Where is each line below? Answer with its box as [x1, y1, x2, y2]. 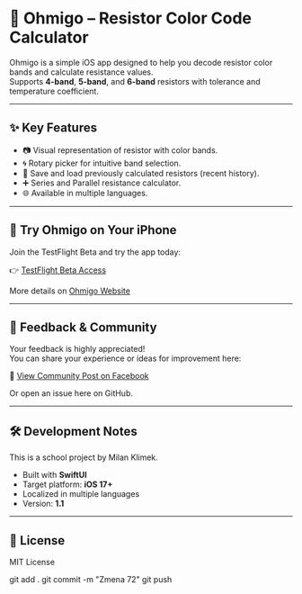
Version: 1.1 [22, 499, 65, 509]
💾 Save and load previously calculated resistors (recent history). [22, 167, 260, 178]
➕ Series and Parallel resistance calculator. [22, 177, 182, 188]
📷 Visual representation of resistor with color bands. [22, 144, 218, 156]
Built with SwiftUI [22, 470, 87, 481]
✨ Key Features [9, 121, 97, 136]
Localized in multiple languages [22, 489, 140, 499]
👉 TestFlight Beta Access [9, 265, 106, 275]
